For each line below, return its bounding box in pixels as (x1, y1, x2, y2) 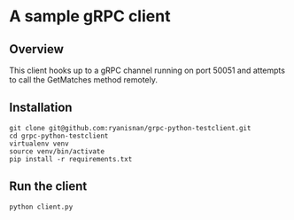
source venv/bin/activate (9, 146, 104, 156)
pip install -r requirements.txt (9, 154, 133, 163)
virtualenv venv (9, 139, 69, 148)
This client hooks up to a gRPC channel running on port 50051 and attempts (9, 65, 286, 75)
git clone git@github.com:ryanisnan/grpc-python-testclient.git (9, 123, 251, 132)
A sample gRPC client (9, 6, 171, 27)
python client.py (9, 202, 73, 211)
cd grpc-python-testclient (9, 131, 109, 140)
